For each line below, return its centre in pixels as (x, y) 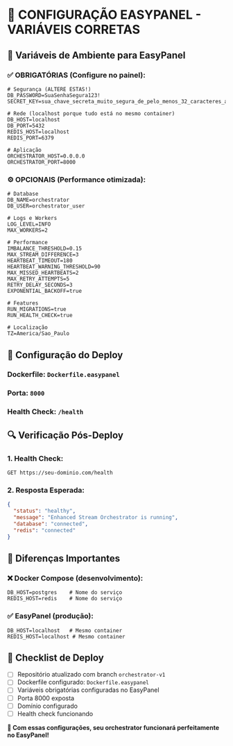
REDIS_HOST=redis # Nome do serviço (65, 599)
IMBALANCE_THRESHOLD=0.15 (44, 249)
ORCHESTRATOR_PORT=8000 (42, 162)
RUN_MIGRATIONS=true (37, 310)
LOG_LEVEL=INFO (29, 224)
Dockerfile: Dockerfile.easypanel (63, 375)
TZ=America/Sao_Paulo (38, 334)
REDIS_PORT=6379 (31, 138)
